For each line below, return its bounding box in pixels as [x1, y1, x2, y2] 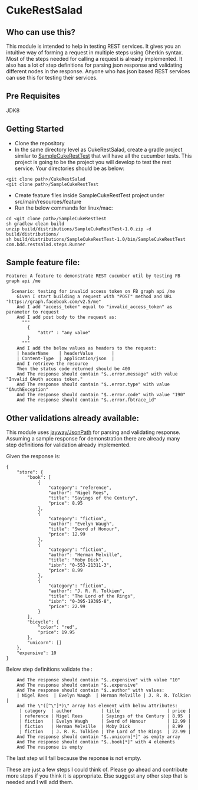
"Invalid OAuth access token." [6, 376, 83, 383]
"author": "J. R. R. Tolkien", [48, 588, 126, 594]
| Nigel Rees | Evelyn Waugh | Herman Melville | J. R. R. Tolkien [16, 693, 192, 698]
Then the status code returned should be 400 [16, 366, 131, 372]
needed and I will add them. [6, 779, 74, 786]
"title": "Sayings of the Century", [48, 495, 138, 501]
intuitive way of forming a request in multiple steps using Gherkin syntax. [6, 49, 183, 56]
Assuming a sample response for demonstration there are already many [6, 435, 180, 442]
